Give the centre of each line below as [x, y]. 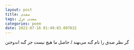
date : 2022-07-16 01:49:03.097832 [41, 28]
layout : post [19, 10]
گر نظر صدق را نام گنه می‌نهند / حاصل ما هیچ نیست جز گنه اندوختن [67, 42]
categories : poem [23, 24]
